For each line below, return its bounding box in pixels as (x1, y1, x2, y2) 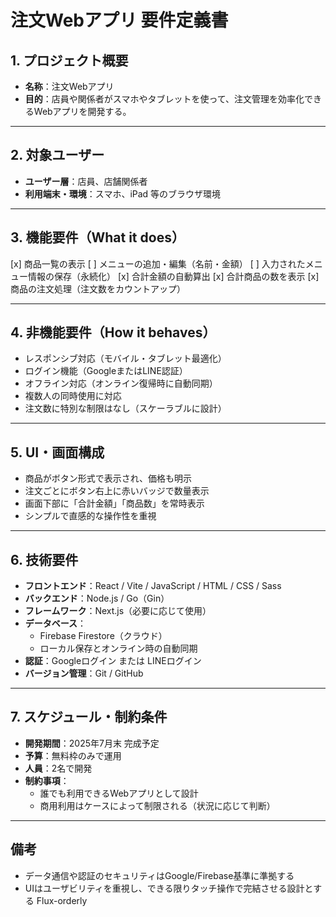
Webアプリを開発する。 (33, 106, 132, 117)
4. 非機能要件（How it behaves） (10, 324, 217, 341)
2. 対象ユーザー (10, 147, 105, 164)
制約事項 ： (24, 774, 70, 786)
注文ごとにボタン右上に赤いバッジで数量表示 (24, 485, 210, 497)
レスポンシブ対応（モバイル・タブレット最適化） (24, 352, 227, 365)
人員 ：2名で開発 (24, 762, 93, 774)
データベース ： (24, 617, 87, 630)
